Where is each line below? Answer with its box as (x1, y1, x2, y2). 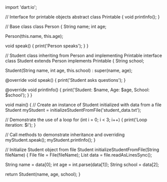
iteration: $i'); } (5, 122, 36, 128)
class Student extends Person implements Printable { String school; (5, 58, 144, 64)
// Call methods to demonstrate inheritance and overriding (5, 132, 125, 138)
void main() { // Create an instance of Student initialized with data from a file (5, 102, 161, 108)
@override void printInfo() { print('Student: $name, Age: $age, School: (5, 87, 150, 93)
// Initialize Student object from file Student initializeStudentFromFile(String (5, 147, 159, 153)
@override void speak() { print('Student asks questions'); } (5, 77, 126, 83)
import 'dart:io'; (5, 4, 37, 10)
